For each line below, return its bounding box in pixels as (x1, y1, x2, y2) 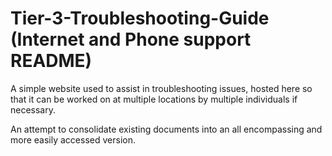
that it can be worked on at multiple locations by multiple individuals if (10, 93, 298, 105)
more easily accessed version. (10, 133, 136, 146)
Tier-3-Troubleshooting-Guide (10, 7, 270, 30)
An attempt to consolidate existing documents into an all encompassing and (10, 123, 323, 135)
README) (10, 50, 93, 72)
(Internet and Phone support (10, 28, 252, 51)
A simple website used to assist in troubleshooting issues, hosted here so (10, 82, 313, 94)
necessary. (10, 103, 57, 116)
